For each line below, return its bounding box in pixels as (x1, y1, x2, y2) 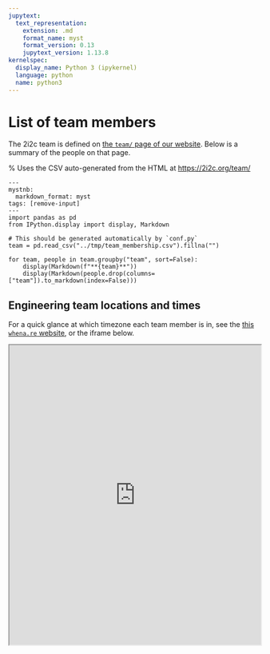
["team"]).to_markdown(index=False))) (8, 277, 137, 285)
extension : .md (22, 26, 73, 34)
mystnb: (8, 185, 34, 194)
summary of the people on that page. (8, 148, 131, 158)
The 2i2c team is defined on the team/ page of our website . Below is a (8, 139, 238, 149)
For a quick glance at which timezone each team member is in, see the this (8, 320, 254, 329)
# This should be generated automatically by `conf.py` (8, 235, 198, 243)
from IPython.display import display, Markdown (8, 221, 170, 229)
